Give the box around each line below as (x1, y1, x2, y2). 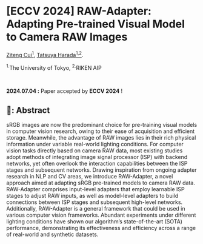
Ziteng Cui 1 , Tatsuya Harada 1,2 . (6, 50, 84, 58)
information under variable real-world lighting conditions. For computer (6, 141, 184, 148)
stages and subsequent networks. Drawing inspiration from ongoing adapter (6, 166, 197, 174)
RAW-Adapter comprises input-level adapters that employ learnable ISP (6, 186, 185, 193)
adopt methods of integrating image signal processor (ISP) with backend (6, 154, 188, 161)
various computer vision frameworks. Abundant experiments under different (6, 211, 196, 219)
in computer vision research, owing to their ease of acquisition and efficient (6, 127, 195, 135)
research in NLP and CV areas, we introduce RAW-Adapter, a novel (6, 173, 173, 180)
